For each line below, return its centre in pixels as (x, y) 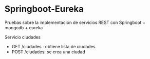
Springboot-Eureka (44, 9)
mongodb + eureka (24, 27)
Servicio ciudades (23, 37)
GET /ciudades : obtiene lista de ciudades (53, 46)
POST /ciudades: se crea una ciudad (48, 52)
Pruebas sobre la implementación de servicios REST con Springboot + (75, 22)
